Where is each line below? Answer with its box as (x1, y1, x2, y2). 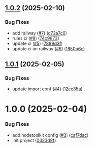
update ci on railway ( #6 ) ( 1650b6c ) (12, 45, 85, 51)
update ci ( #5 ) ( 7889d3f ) (12, 40, 63, 46)
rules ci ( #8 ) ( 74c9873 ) (12, 35, 60, 41)
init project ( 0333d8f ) (12, 137, 56, 143)
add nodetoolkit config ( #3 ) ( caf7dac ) (12, 132, 89, 138)
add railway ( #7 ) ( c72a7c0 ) (12, 30, 67, 36)
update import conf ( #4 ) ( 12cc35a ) (12, 86, 83, 92)
